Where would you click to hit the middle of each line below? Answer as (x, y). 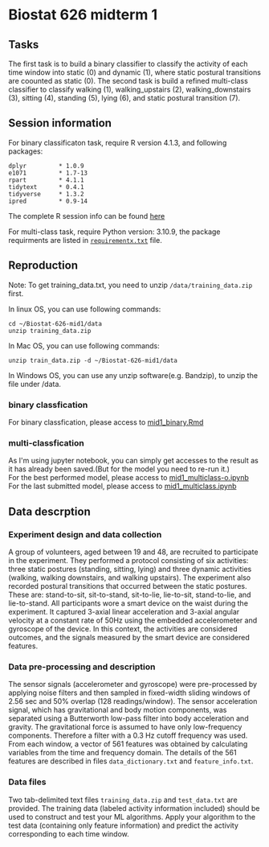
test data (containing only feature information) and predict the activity (124, 825)
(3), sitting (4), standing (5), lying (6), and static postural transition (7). (124, 98)
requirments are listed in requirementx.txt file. (85, 240)
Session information (60, 123)
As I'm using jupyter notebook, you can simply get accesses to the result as (133, 461)
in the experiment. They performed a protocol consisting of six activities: (128, 560)
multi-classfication (46, 442)
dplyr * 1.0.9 (46, 166)
